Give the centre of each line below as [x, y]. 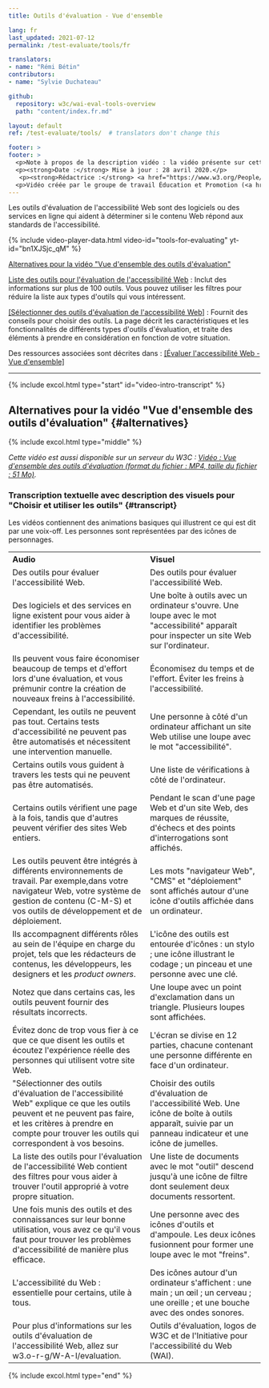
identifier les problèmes [57, 626]
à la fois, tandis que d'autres [65, 818]
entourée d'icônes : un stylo [202, 944]
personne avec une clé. [194, 974]
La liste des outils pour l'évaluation [77, 1156]
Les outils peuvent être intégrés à [75, 861]
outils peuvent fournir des [61, 1003]
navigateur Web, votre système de [77, 891]
